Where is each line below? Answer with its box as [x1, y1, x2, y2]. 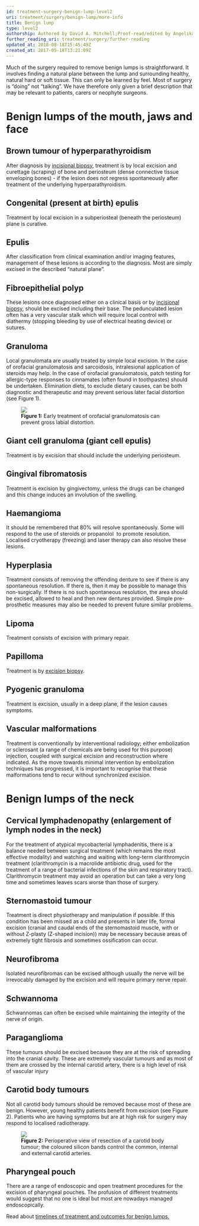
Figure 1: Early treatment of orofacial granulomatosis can [21, 413, 160, 419]
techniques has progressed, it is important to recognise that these [6, 765, 167, 772]
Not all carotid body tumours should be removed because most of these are [6, 1101, 191, 1108]
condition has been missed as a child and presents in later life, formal [6, 918, 175, 925]
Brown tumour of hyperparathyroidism [6, 146, 152, 156]
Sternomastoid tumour [6, 895, 92, 906]
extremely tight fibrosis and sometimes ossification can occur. [6, 937, 158, 944]
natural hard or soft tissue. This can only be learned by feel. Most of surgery [6, 76, 192, 83]
